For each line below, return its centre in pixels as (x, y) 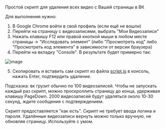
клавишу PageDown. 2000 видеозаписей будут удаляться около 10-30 (79, 96)
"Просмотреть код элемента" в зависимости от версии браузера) (82, 47)
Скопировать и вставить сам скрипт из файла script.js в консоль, (81, 71)
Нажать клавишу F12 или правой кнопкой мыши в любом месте (80, 37)
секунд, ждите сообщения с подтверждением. (54, 102)
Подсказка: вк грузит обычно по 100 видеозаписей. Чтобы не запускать (81, 86)
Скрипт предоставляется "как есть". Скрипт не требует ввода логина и (81, 111)
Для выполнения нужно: (31, 16)
